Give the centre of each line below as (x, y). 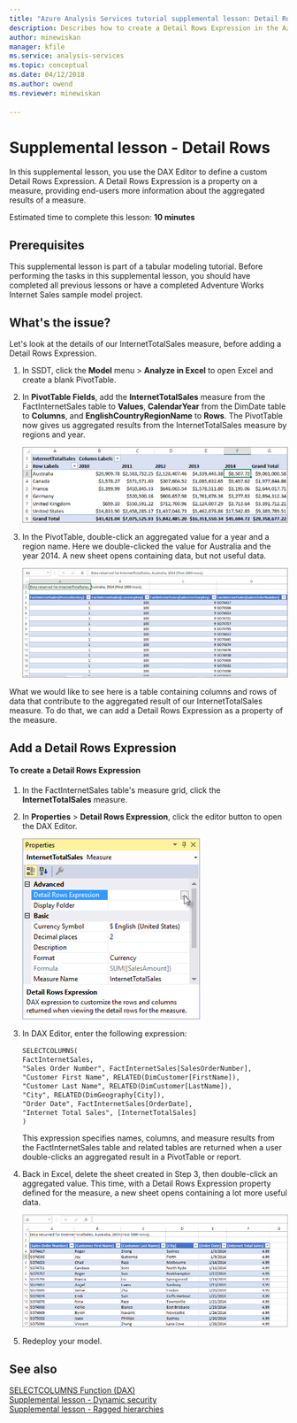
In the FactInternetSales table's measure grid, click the (121, 790)
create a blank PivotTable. (69, 380)
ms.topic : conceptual (49, 65)
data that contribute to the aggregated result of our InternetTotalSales (136, 701)
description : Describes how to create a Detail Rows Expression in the (144, 28)
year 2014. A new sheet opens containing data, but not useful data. (144, 556)
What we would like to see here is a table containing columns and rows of (143, 692)
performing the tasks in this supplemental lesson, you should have (130, 276)
